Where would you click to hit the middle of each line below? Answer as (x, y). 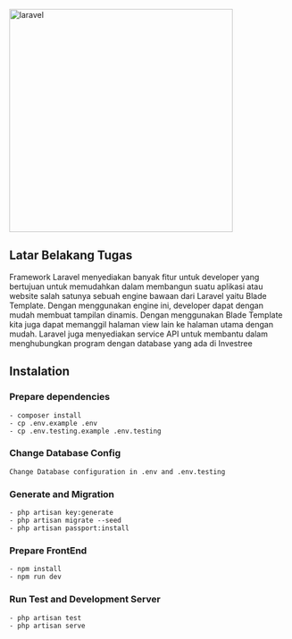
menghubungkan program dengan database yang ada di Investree (131, 343)
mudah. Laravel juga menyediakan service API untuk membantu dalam (138, 334)
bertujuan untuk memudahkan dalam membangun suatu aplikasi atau (136, 286)
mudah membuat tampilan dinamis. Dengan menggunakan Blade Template (146, 315)
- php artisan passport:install (69, 528)
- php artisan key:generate (62, 513)
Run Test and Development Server (85, 600)
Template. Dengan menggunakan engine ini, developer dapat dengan (136, 305)
